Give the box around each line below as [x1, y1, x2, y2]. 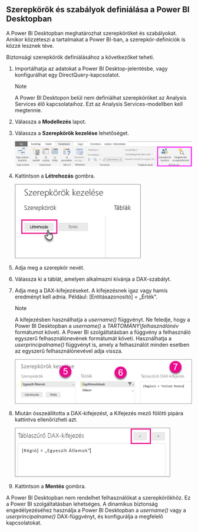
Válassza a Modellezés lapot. [14, 118, 87, 125]
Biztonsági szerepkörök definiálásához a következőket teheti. [6, 53, 154, 61]
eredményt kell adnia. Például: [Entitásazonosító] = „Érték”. [14, 293, 158, 300]
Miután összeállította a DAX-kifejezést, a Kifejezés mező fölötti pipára [14, 410, 184, 417]
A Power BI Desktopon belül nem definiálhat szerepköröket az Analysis [14, 94, 187, 101]
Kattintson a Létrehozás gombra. [14, 172, 95, 179]
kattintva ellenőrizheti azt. [14, 416, 78, 423]
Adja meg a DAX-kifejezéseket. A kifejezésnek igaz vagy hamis [14, 287, 168, 294]
